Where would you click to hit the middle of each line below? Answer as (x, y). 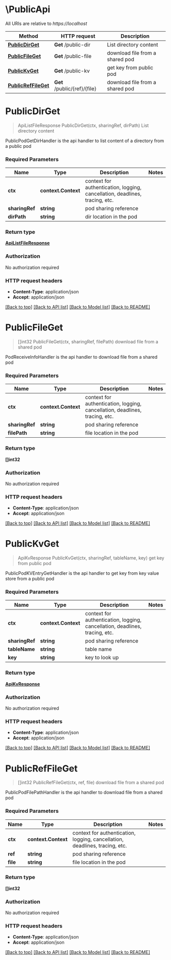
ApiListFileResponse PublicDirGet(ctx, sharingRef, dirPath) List (83, 125)
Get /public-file (73, 56)
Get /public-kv (72, 71)
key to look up (102, 657)
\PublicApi (28, 9)
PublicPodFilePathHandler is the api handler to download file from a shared (84, 792)
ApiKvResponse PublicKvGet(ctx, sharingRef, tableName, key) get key (91, 558)
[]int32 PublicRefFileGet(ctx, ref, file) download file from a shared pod (91, 783)
